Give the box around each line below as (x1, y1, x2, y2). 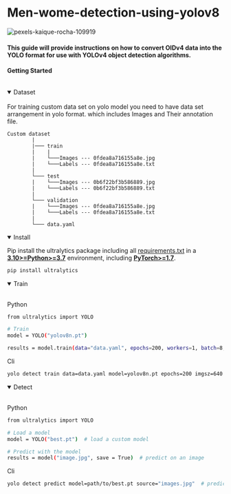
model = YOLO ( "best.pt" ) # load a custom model (7, 435, 149, 442)
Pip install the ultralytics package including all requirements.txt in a (7, 246, 197, 254)
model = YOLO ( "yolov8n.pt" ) (7, 332, 88, 339)
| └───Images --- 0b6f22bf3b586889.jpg (32, 178, 155, 185)
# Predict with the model (7, 448, 81, 455)
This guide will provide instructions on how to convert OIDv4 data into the (7, 43, 222, 52)
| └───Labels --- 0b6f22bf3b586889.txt (32, 185, 155, 192)
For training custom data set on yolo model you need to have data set (7, 102, 204, 111)
